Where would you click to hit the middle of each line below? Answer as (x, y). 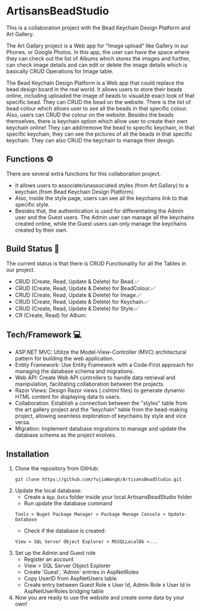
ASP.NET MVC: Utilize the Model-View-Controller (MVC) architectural (101, 352)
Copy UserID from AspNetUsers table (70, 578)
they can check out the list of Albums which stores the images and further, (98, 58)
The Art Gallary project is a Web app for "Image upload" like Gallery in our (97, 46)
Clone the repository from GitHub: (57, 468)
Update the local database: (48, 491)
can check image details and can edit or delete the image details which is (97, 65)
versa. (23, 422)
